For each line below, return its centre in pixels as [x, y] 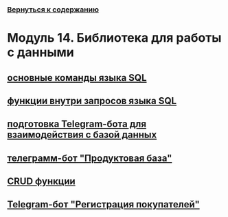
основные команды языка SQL [77, 78]
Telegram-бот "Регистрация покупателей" [104, 204]
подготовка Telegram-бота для [77, 124]
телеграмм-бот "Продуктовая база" [90, 158]
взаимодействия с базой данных [82, 135]
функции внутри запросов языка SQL [92, 101]
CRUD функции [41, 182]
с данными [41, 52]
